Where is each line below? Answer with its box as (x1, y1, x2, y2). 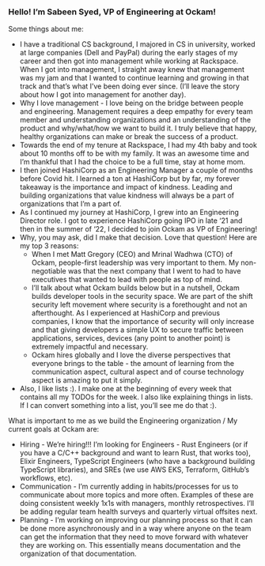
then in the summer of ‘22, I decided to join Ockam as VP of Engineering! (19, 225, 258, 234)
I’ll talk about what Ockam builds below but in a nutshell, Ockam (31, 283, 240, 292)
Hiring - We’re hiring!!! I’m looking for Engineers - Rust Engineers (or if (19, 440, 248, 449)
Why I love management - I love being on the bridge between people (19, 98, 244, 108)
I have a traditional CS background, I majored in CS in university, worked (19, 40, 256, 49)
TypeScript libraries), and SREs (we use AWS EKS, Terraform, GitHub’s (19, 465, 250, 474)
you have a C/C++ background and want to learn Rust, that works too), (19, 448, 251, 458)
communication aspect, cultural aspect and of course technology (31, 367, 244, 377)
